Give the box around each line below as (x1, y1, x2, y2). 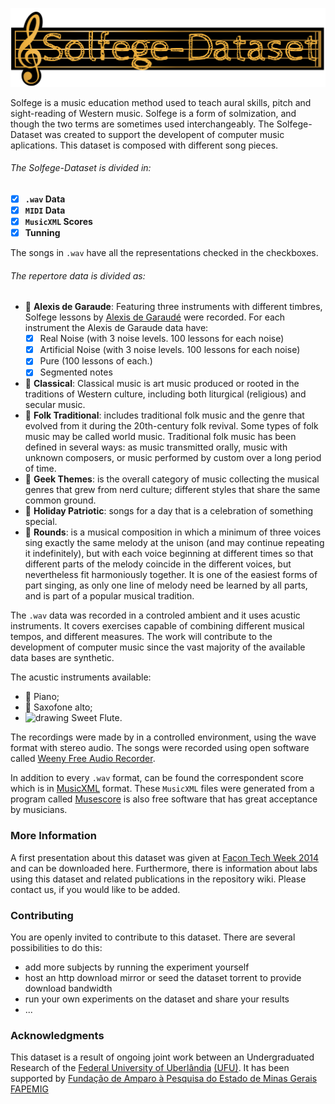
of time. (24, 463, 57, 475)
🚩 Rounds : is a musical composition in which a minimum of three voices (24, 526, 322, 538)
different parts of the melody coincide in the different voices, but (24, 558, 292, 570)
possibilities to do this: (10, 942, 103, 953)
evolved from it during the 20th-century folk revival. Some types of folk (24, 420, 319, 432)
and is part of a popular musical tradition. (24, 590, 195, 602)
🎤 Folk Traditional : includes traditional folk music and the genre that (24, 409, 305, 422)
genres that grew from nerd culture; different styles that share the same (24, 484, 321, 496)
